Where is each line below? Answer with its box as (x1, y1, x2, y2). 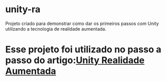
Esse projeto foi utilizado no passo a (5, 44, 162, 56)
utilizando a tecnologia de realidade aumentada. (5, 25, 106, 32)
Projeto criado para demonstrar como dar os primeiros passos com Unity (5, 20, 159, 26)
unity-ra (5, 4, 41, 15)
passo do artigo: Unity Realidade (5, 55, 145, 66)
